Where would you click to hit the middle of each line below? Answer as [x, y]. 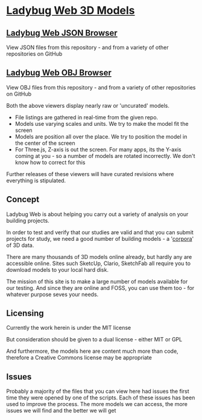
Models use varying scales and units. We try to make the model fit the [102, 123]
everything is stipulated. [36, 180]
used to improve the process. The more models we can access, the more [97, 404]
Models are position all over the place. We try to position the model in [101, 136]
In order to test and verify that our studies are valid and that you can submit [100, 232]
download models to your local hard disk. [57, 269]
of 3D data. [20, 245]
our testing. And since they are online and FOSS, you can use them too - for [100, 287]
